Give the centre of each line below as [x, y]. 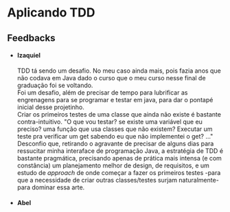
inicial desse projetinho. [50, 107]
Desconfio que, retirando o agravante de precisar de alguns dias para [115, 143]
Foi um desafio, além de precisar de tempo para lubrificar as [102, 92]
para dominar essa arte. [51, 187]
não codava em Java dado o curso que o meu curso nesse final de [111, 78]
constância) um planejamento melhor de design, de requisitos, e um [113, 165]
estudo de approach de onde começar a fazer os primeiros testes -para [119, 172]
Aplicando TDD [51, 13]
